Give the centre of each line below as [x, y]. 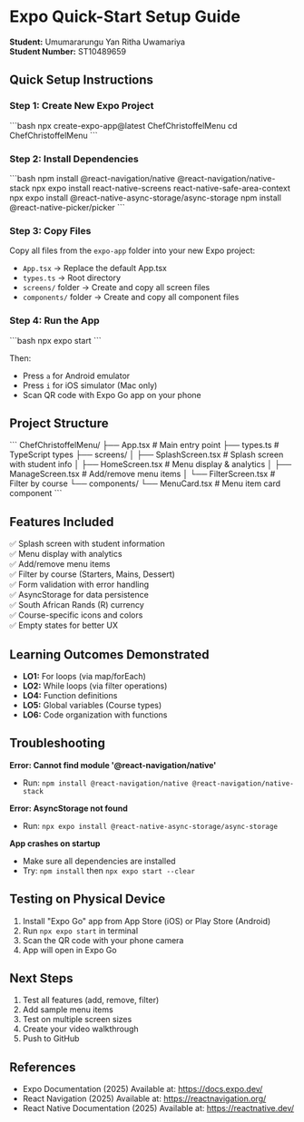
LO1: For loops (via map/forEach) [84, 676]
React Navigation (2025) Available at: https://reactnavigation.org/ [144, 1098]
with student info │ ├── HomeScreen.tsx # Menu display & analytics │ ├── [151, 464]
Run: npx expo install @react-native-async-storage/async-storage [150, 825]
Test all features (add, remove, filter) [91, 1000]
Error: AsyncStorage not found [69, 808]
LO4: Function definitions [70, 695]
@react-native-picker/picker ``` [67, 207]
